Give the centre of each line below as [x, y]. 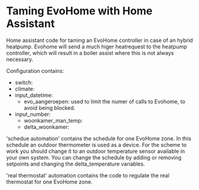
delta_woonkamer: [47, 127]
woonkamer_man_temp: [53, 120]
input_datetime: [34, 95]
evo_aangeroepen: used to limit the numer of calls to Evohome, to [105, 101]
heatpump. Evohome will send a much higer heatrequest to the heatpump [97, 47]
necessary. [20, 59]
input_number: [33, 114]
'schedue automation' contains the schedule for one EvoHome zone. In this [99, 138]
